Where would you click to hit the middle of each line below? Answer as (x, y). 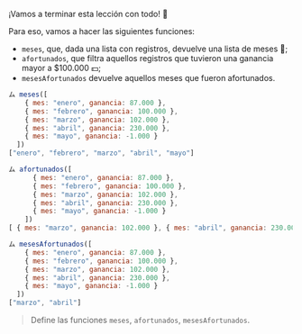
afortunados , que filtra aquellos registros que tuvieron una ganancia (147, 58)
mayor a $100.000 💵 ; (61, 68)
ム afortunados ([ (41, 169)
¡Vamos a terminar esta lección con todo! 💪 (88, 14)
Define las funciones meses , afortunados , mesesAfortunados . (140, 320)
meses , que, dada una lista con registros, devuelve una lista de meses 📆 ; (155, 49)
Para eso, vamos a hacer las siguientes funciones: (102, 31)
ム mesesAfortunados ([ (50, 244)
